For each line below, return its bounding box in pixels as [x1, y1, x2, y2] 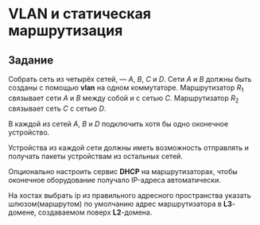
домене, [8, 208, 37, 217]
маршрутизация [8, 21, 123, 40]
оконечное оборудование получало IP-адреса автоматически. [8, 175, 221, 184]
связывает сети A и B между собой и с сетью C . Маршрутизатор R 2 [8, 93, 239, 104]
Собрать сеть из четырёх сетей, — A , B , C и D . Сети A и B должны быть [8, 75, 252, 83]
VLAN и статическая [8, 5, 151, 23]
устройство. [8, 127, 50, 137]
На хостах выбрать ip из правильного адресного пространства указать [8, 190, 252, 200]
